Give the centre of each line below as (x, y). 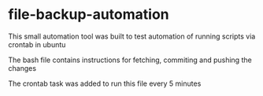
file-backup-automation (89, 15)
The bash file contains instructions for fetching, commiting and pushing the (130, 60)
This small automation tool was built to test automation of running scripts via (132, 36)
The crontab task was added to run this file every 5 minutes (105, 83)
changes (22, 68)
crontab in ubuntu (37, 44)
